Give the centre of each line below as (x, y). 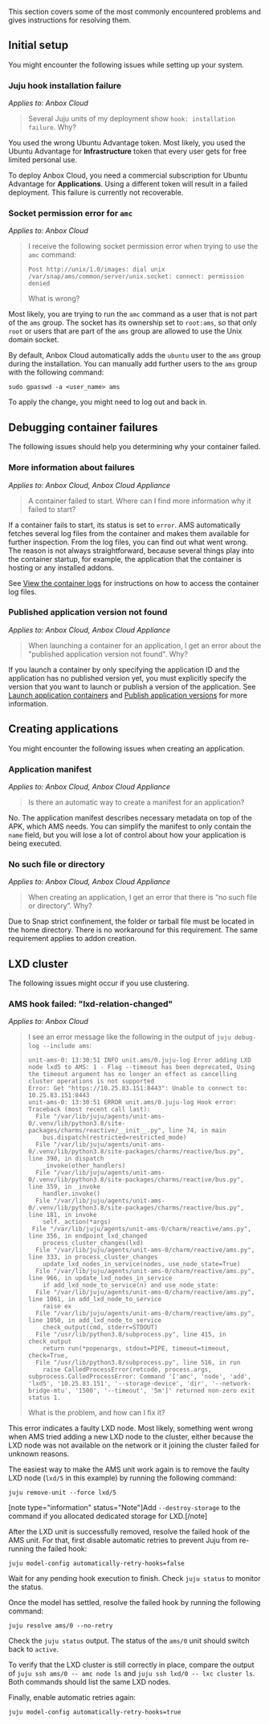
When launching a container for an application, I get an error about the (145, 645)
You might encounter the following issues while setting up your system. (126, 64)
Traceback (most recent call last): (89, 1110)
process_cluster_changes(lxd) (93, 1243)
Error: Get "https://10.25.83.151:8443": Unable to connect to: (138, 1088)
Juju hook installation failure (65, 85)
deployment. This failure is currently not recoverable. (96, 193)
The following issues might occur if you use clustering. (99, 983)
